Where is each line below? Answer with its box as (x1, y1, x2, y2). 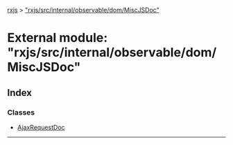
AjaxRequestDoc (17, 123, 65, 131)
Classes (7, 107, 35, 117)
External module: (7, 30, 108, 46)
